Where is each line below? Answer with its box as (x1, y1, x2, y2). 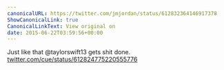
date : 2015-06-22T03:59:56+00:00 (7, 29, 103, 36)
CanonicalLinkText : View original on (7, 23, 116, 30)
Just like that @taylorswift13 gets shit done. (7, 48, 131, 56)
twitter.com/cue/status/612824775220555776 (7, 56, 138, 64)
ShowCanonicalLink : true (7, 16, 79, 23)
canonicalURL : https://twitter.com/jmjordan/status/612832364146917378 (7, 10, 217, 17)
